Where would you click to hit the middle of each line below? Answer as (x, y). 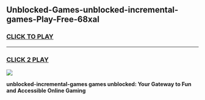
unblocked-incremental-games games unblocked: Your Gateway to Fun (99, 84)
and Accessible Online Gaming (46, 90)
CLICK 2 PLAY (27, 59)
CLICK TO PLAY (30, 37)
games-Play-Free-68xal (53, 20)
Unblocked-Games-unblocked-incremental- (92, 10)
